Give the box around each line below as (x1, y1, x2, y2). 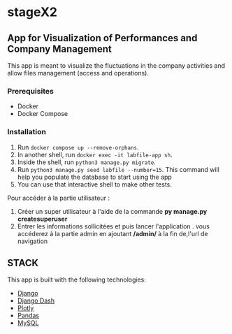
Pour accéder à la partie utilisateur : (7, 194, 110, 202)
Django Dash (17, 296, 55, 305)
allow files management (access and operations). (7, 69, 149, 77)
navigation (17, 237, 48, 245)
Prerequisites (7, 86, 54, 96)
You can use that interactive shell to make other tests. (17, 180, 173, 189)
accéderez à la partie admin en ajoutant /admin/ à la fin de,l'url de (17, 229, 208, 238)
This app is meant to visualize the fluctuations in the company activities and (7, 61, 226, 70)
